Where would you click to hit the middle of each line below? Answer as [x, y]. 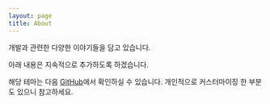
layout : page [30, 16]
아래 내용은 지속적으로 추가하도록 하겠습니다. [79, 64]
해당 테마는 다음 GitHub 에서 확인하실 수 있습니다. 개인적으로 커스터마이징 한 [128, 81]
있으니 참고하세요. [45, 92]
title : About [30, 23]
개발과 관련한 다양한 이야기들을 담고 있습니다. [80, 47]
